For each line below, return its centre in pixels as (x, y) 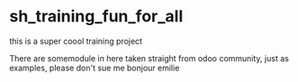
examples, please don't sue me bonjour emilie (95, 68)
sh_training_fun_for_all (96, 16)
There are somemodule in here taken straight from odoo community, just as (149, 58)
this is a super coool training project (76, 41)
